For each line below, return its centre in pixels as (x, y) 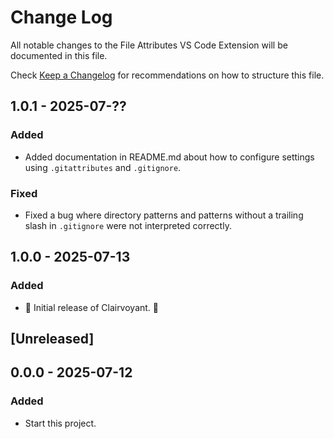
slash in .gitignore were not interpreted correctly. (128, 225)
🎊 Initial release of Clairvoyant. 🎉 (92, 307)
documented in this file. (59, 55)
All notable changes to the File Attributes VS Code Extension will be (149, 45)
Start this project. (60, 423)
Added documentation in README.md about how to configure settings (169, 157)
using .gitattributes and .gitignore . (103, 167)
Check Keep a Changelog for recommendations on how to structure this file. (167, 75)
